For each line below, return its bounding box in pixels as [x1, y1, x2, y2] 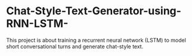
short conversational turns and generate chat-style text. [6, 43, 144, 50]
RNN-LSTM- [6, 17, 69, 30]
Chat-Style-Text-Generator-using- [6, 4, 182, 18]
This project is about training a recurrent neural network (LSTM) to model [6, 36, 187, 43]
